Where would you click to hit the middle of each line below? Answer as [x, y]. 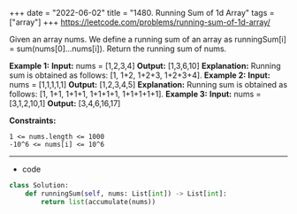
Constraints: [33, 120]
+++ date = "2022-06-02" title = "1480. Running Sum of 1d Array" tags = [142, 13]
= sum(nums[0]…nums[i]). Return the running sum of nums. [118, 49]
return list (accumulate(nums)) [99, 202]
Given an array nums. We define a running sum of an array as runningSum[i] [148, 39]
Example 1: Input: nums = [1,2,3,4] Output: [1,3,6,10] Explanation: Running [145, 66]
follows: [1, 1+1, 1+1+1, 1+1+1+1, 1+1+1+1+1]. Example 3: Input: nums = [135, 94]
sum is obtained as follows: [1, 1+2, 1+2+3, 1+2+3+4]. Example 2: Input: [140, 75]
